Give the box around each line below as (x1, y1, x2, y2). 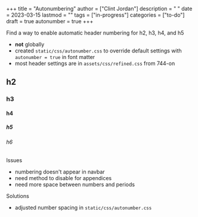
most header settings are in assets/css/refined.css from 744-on (14, 60, 175, 67)
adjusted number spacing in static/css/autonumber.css (14, 204, 152, 211)
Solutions (6, 193, 30, 200)
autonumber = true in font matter (14, 54, 95, 60)
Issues (6, 157, 23, 164)
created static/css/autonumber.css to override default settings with (14, 47, 182, 54)
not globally (14, 41, 45, 48)
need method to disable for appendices (14, 175, 112, 182)
